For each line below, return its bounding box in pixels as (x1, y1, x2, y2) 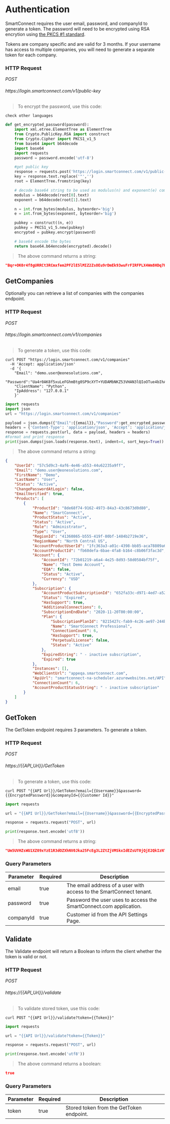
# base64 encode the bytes (14, 239, 71, 244)
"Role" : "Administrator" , (32, 525, 87, 530)
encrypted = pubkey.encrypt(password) (14, 230, 96, 235)
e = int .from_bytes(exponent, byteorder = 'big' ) (14, 211, 116, 217)
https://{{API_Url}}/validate (5, 990, 62, 996)
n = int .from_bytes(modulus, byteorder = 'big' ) (14, 206, 114, 211)
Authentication (5, 4, 70, 15)
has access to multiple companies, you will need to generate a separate (5, 46, 155, 52)
